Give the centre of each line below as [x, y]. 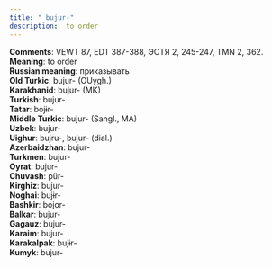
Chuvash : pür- [37, 175]
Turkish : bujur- [37, 99]
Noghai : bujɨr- [35, 195]
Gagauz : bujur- [37, 223]
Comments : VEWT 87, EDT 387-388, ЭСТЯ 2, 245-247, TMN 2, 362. [136, 51]
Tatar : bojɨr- [32, 109]
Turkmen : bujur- [40, 156]
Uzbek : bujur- [35, 128]
